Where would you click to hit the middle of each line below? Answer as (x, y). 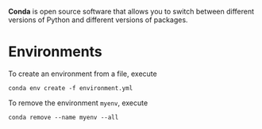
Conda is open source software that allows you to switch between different (131, 11)
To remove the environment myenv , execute (78, 103)
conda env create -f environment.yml (71, 88)
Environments (56, 52)
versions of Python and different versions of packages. (98, 20)
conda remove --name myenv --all (64, 117)
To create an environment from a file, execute (83, 74)
